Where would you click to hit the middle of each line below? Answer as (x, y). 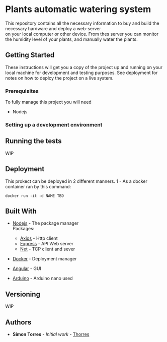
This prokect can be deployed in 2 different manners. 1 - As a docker (76, 181)
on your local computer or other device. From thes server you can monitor (82, 34)
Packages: (23, 229)
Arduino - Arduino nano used (43, 279)
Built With (21, 211)
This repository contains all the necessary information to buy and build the (82, 23)
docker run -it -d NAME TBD (35, 196)
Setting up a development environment (54, 124)
